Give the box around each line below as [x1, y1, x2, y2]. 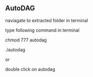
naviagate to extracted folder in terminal [5, 17, 88, 23]
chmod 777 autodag [5, 37, 47, 43]
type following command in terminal [5, 27, 79, 33]
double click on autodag [5, 66, 55, 72]
